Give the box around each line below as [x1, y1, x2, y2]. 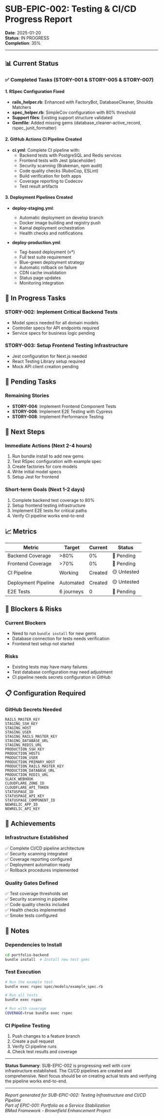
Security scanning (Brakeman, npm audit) [19, 162, 103, 168]
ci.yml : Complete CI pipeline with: [12, 147, 80, 153]
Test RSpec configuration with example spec [12, 459, 102, 464]
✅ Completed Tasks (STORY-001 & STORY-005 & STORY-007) [5, 76, 154, 83]
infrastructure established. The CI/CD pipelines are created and [5, 1068, 132, 1074]
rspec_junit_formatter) [12, 125, 57, 131]
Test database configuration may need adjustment [12, 669, 113, 675]
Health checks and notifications [19, 230, 83, 236]
